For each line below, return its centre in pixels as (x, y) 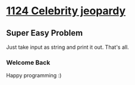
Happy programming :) (34, 75)
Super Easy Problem (45, 33)
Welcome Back (28, 62)
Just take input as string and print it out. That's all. (67, 47)
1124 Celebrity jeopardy (66, 11)
